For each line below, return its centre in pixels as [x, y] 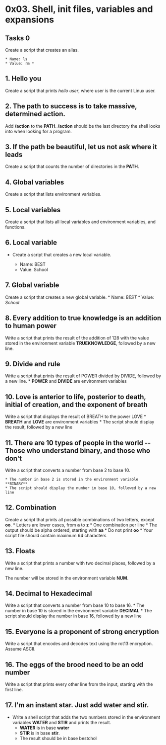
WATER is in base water [44, 728]
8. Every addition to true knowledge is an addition [83, 318]
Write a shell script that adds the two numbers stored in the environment [86, 717]
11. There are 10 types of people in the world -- [78, 443]
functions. [15, 227]
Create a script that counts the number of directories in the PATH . [72, 166]
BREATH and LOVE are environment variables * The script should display [80, 422]
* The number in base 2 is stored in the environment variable [72, 479]
